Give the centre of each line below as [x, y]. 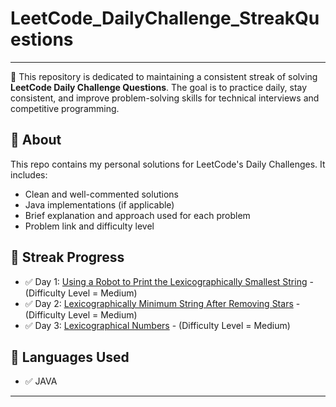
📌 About [36, 140]
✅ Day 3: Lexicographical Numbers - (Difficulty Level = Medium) [157, 325]
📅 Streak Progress [67, 257]
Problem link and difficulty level [89, 226]
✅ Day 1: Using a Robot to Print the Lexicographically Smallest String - [169, 281]
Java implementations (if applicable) [99, 204]
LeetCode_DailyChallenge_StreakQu [165, 18]
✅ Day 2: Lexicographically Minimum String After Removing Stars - [162, 303]
